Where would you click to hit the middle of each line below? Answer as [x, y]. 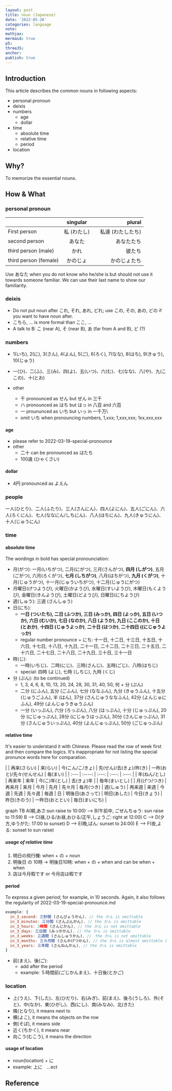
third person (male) [31, 251]
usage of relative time [29, 842]
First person [22, 231]
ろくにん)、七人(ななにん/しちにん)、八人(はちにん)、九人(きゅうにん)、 [88, 515]
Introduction [26, 78]
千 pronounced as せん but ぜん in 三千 [61, 399]
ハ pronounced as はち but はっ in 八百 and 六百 [71, 405]
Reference [22, 1084]
